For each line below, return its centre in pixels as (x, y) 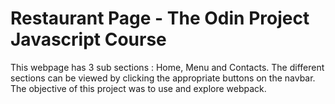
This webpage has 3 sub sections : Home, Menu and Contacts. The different (167, 67)
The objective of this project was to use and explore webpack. (138, 88)
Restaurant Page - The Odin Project (160, 18)
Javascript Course (88, 39)
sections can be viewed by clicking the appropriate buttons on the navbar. (163, 78)
